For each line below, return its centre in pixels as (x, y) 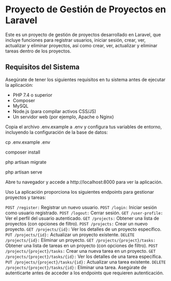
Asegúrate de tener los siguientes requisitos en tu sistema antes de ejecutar (85, 79)
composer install (23, 152)
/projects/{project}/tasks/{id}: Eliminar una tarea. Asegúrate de (76, 267)
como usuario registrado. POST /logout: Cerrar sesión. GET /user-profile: (84, 213)
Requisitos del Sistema (42, 67)
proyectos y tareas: (26, 197)
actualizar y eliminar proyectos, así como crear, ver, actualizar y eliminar (81, 45)
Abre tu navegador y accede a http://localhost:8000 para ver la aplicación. (84, 182)
